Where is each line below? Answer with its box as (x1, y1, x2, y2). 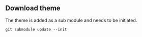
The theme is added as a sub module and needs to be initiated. (5, 17, 137, 23)
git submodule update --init (5, 27, 67, 32)
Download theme (5, 4, 61, 12)
